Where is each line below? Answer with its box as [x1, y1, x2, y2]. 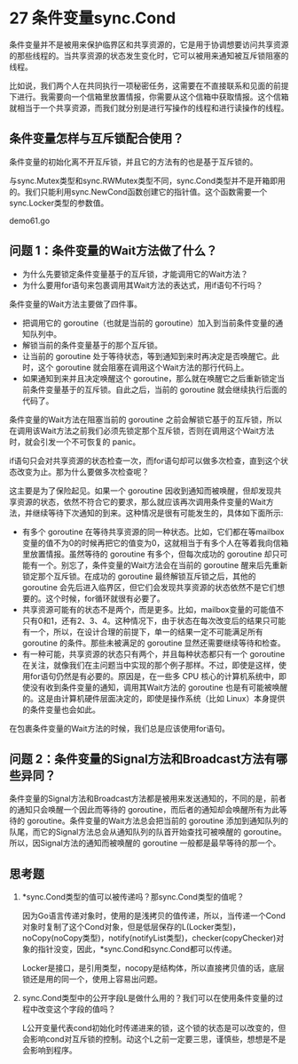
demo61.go [9, 215, 51, 226]
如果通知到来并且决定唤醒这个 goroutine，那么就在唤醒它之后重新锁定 [21, 372, 278, 383]
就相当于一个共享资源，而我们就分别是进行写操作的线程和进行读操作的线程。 [9, 102, 289, 113]
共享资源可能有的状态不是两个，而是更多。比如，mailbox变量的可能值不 [21, 604, 284, 614]
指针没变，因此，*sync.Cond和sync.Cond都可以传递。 [37, 944, 237, 955]
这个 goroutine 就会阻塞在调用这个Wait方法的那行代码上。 [37, 362, 249, 372]
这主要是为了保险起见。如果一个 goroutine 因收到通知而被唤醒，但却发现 [9, 485, 274, 496]
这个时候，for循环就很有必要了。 [45, 593, 166, 604]
